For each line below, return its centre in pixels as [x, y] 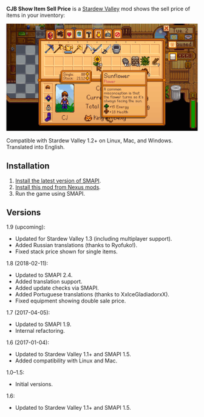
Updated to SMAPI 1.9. [43, 324]
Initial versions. [34, 384]
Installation [28, 166]
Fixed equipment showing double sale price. [70, 301]
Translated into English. [36, 147]
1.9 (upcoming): [26, 227]
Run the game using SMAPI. [50, 193]
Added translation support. [49, 282]
